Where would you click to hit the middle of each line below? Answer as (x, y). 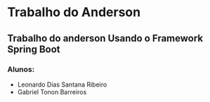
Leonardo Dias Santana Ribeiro (62, 84)
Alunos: (21, 69)
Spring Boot (34, 49)
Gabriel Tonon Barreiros (52, 91)
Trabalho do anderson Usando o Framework (105, 38)
